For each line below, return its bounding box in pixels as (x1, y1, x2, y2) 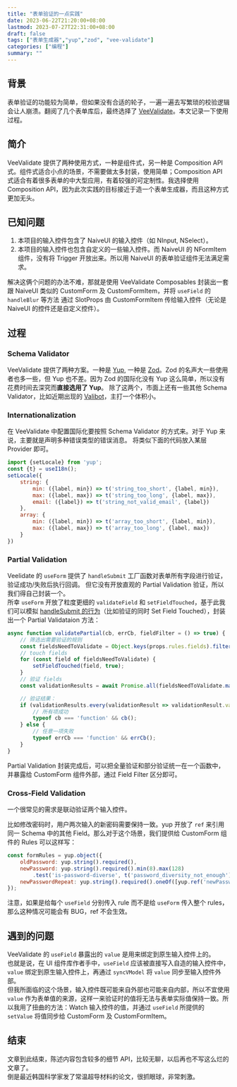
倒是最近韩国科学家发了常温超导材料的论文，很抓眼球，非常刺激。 (7, 1072, 199, 1081)
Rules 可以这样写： (20, 838, 77, 847)
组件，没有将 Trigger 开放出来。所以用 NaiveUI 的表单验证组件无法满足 (17, 254, 224, 262)
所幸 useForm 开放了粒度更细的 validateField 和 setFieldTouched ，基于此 (7, 598, 220, 606)
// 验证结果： (20, 695, 56, 702)
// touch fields (20, 650, 68, 657)
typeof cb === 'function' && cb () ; (32, 715, 138, 722)
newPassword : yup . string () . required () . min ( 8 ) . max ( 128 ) (20, 865, 185, 872)
